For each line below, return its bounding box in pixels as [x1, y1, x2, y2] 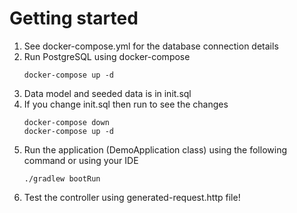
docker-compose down [23, 117, 110, 127]
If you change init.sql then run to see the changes [23, 98, 229, 110]
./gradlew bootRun [23, 173, 101, 184]
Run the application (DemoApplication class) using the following [23, 143, 288, 156]
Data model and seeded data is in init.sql [23, 87, 192, 99]
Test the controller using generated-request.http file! [23, 191, 241, 203]
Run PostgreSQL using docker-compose [23, 50, 191, 62]
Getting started [9, 7, 139, 30]
